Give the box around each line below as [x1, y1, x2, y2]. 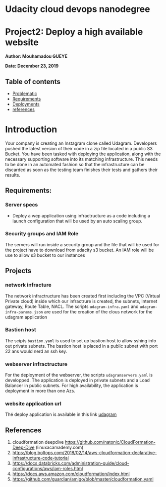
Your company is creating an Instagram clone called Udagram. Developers [5, 140, 157, 146]
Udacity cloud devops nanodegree [5, 3, 150, 15]
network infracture [5, 282, 52, 289]
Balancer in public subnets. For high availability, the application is [5, 383, 138, 389]
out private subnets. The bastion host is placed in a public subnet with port [5, 343, 158, 349]
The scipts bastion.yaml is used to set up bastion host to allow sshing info [5, 337, 157, 344]
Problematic [12, 91, 37, 97]
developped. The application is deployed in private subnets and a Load [5, 377, 150, 384]
